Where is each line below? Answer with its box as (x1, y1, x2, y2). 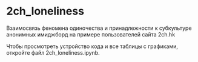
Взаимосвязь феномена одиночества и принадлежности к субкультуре (6, 24, 192, 32)
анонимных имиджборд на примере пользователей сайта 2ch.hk (6, 30, 176, 38)
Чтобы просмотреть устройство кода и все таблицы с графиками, (6, 43, 179, 50)
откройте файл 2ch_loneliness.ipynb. (6, 49, 100, 56)
